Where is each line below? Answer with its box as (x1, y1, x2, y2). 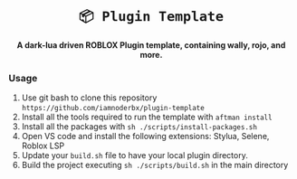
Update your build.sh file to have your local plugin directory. (21, 150, 248, 161)
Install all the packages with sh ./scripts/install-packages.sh (21, 121, 257, 132)
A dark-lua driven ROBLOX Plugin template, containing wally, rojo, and (16, 39, 286, 51)
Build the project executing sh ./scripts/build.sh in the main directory (21, 160, 289, 171)
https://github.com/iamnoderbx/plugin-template (21, 104, 205, 113)
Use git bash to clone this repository (21, 92, 158, 103)
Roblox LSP (21, 140, 65, 151)
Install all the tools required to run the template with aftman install (21, 111, 273, 123)
